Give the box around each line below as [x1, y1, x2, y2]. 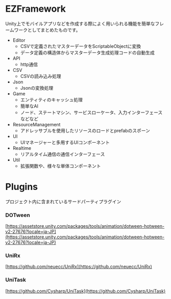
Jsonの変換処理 [20, 85, 54, 91]
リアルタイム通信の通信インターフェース [20, 151, 105, 157]
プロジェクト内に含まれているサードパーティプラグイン [5, 198, 121, 204]
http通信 [20, 61, 38, 67]
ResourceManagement [12, 121, 61, 127]
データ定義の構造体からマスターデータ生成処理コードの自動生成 [20, 49, 155, 56]
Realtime [12, 145, 32, 151]
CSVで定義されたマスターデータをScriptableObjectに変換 [20, 43, 141, 49]
